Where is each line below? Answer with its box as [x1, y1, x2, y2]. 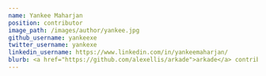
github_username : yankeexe [8, 33, 97, 42]
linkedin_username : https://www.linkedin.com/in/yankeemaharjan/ [8, 48, 228, 56]
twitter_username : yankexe [8, 41, 97, 49]
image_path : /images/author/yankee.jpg [8, 26, 140, 34]
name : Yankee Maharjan [8, 11, 83, 20]
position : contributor [8, 19, 83, 27]
